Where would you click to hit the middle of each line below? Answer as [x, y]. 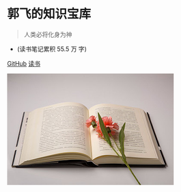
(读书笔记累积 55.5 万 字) [52, 49]
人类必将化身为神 [48, 34]
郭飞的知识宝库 [49, 14]
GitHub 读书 [24, 63]
